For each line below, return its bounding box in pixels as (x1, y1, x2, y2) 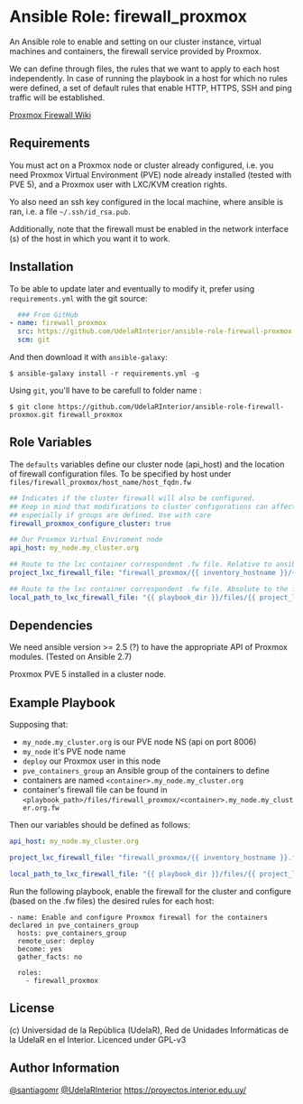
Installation (9, 259, 74, 274)
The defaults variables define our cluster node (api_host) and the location (9, 459, 285, 469)
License (9, 1000, 55, 1016)
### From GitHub (17, 310, 78, 320)
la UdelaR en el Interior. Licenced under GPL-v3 (9, 1034, 187, 1044)
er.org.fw (22, 803, 60, 813)
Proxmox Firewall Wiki (9, 109, 92, 120)
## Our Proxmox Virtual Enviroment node (9, 535, 164, 544)
